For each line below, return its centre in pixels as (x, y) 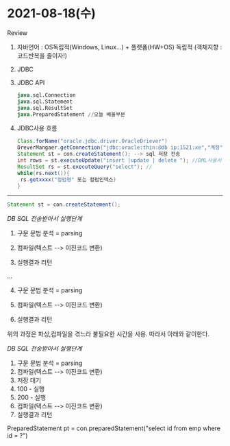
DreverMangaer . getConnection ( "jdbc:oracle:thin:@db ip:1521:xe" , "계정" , (122, 148)
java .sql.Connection (46, 95)
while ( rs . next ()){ (43, 173)
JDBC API (31, 82)
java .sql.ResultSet (45, 108)
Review (17, 33)
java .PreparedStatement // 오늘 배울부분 (71, 114)
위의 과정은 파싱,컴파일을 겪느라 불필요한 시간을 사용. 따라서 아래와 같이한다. (108, 334)
